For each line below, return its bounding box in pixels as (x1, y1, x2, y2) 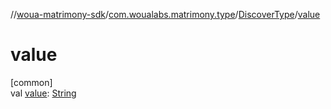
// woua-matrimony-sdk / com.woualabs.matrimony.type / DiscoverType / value (10, 9, 321, 20)
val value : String (10, 87, 77, 99)
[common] (10, 76, 53, 88)
